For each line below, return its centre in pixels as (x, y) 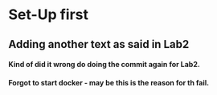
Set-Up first (48, 15)
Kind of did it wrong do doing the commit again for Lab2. (104, 65)
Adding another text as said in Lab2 (99, 44)
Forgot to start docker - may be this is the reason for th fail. (109, 82)
